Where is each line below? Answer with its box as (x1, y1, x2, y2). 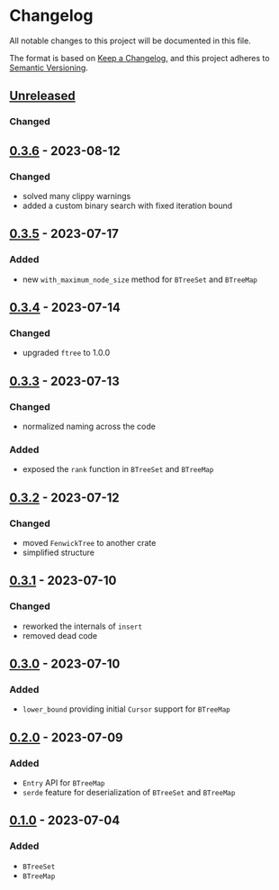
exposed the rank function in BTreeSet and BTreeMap (22, 464, 214, 475)
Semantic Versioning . (9, 62, 88, 73)
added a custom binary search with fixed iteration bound (22, 200, 233, 211)
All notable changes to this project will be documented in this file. (9, 35, 252, 46)
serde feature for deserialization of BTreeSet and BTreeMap (22, 787, 236, 798)
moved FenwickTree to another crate (22, 537, 157, 548)
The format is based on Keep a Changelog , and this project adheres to (9, 52, 270, 63)
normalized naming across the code (22, 421, 156, 431)
